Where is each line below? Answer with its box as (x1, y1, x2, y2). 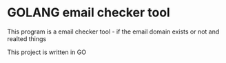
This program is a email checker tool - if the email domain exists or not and (7, 27, 220, 36)
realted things (7, 34, 47, 42)
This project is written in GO (7, 48, 87, 56)
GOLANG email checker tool (7, 5, 170, 21)
